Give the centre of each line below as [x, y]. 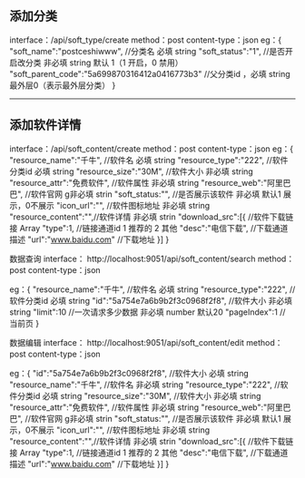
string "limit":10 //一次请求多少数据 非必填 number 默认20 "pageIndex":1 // [148, 312]
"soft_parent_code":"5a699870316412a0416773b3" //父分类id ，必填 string [150, 73]
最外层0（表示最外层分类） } [63, 85]
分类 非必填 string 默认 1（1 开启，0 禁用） [104, 63]
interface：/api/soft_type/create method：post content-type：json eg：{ [146, 40]
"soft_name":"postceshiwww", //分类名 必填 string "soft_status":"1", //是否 [148, 51]
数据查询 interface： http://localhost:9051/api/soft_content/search [133, 259]
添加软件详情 [45, 125]
